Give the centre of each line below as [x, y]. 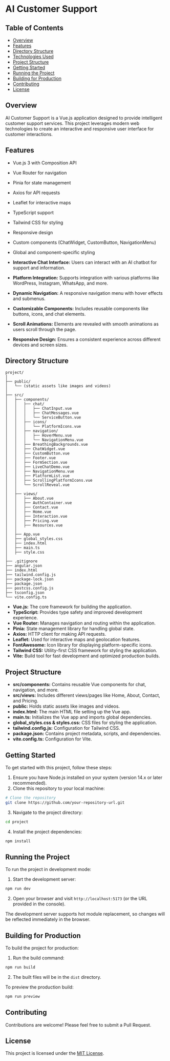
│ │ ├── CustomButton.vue [38, 453]
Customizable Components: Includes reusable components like [80, 308]
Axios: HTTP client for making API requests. [59, 634]
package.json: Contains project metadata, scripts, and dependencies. [87, 734]
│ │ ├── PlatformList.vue [38, 476]
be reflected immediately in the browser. [48, 919]
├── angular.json [24, 566]
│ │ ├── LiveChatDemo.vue [38, 467]
